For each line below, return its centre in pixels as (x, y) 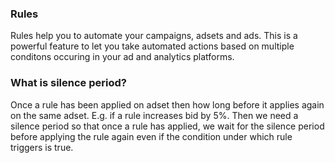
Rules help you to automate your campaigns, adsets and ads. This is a (154, 36)
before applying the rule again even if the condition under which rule (151, 136)
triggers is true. (42, 147)
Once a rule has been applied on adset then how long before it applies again (167, 104)
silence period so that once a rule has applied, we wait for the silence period (167, 126)
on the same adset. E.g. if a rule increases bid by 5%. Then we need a (154, 115)
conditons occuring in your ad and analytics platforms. (122, 57)
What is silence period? (68, 83)
